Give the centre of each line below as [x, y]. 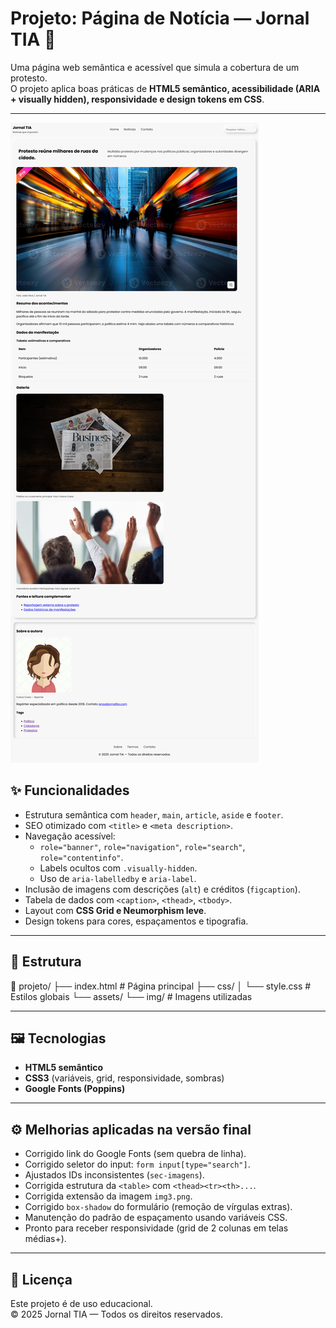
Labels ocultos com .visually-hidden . [118, 868]
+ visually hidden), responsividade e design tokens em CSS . [137, 99]
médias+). [45, 1239]
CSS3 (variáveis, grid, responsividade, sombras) [124, 1078]
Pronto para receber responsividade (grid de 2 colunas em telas [156, 1228]
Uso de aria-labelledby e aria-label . [118, 878]
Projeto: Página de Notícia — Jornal [160, 18]
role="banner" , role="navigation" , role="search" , [142, 846]
